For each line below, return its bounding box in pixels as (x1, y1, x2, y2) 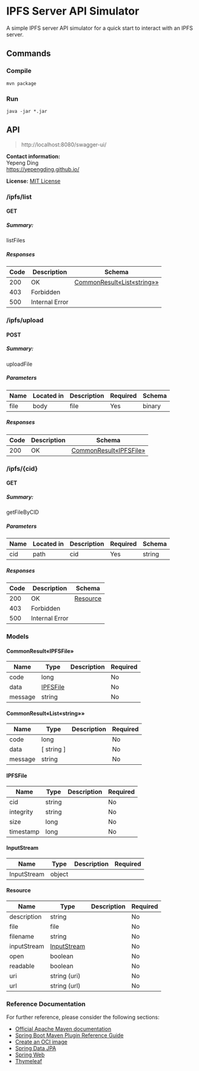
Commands (6, 49, 52, 59)
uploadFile (6, 360, 33, 368)
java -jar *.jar (6, 108, 47, 114)
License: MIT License (6, 177, 61, 185)
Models (6, 632, 29, 640)
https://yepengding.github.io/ (6, 165, 80, 173)
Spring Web (15, 1051, 45, 1058)
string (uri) (50, 971, 81, 980)
